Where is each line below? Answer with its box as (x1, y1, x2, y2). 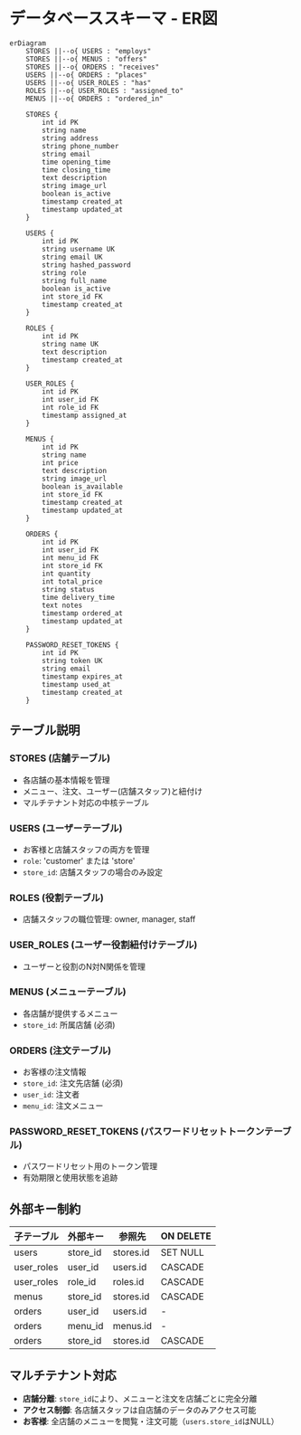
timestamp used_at (42, 679, 111, 689)
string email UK (42, 252, 103, 261)
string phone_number (42, 141, 119, 150)
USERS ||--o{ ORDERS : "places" (25, 70, 147, 80)
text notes (42, 601, 83, 610)
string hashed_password (42, 260, 131, 270)
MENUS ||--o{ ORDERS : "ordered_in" (25, 94, 165, 103)
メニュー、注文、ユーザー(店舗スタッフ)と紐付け (22, 785, 203, 796)
